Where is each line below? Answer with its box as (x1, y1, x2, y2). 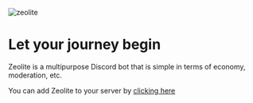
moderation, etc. (8, 70, 62, 80)
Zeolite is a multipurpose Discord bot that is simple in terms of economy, (8, 61, 246, 71)
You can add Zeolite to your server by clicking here (8, 85, 176, 95)
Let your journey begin (8, 36, 162, 53)
